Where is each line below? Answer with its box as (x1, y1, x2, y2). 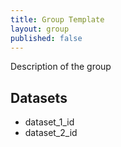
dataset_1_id (24, 116, 75, 128)
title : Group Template (10, 14, 105, 25)
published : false (10, 33, 83, 43)
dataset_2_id (24, 127, 78, 139)
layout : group (10, 24, 70, 34)
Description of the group (10, 61, 112, 73)
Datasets (10, 89, 68, 106)
